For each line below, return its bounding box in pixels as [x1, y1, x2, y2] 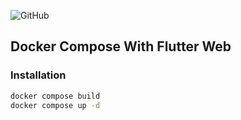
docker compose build [10, 91, 101, 101]
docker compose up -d [10, 100, 101, 110]
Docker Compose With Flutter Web [10, 38, 232, 55]
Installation [10, 68, 67, 82]
